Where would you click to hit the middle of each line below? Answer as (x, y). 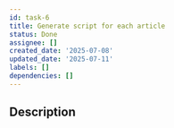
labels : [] (29, 68)
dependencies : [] (41, 76)
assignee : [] (33, 43)
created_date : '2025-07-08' (62, 51)
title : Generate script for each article (87, 26)
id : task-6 (29, 17)
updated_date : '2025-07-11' (62, 59)
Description (42, 112)
